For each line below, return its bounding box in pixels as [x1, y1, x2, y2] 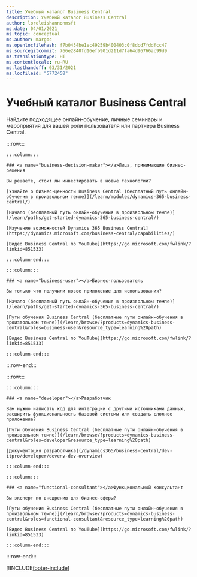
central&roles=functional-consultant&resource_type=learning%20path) [6, 516, 184, 522]
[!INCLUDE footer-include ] [6, 564, 70, 572]
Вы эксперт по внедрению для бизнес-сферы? [6, 495, 117, 501]
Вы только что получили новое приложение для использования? [6, 288, 162, 294]
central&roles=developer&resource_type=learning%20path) [6, 437, 151, 444]
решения [6, 167, 26, 174]
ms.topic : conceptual [6, 31, 60, 37]
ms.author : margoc [6, 37, 52, 43]
